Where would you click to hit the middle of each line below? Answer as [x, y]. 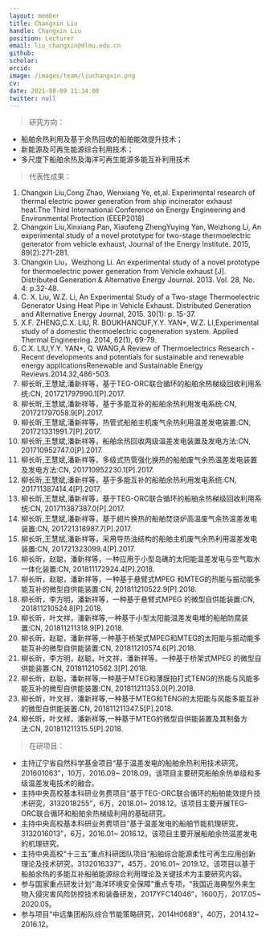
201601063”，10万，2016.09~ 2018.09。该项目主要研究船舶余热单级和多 [141, 773]
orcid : [20, 69]
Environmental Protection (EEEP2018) [83, 218]
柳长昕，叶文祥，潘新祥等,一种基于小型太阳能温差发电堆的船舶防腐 [131, 618]
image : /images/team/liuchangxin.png [72, 76]
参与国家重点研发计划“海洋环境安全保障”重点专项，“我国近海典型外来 [135, 884]
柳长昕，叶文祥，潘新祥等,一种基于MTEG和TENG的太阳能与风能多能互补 [140, 699]
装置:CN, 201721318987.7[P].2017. [76, 529]
